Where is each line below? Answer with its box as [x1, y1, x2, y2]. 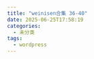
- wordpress [13, 41, 48, 48]
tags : [7, 35, 22, 42]
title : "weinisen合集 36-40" [7, 9, 88, 17]
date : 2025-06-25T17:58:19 [7, 16, 84, 23]
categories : [7, 22, 41, 29]
